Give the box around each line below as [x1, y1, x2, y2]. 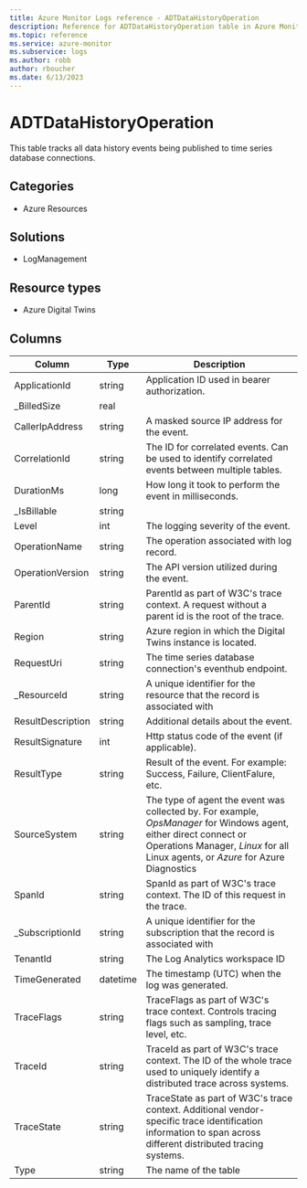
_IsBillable [14, 504, 58, 517]
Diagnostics [145, 862, 197, 875]
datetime [99, 972, 137, 985]
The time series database [145, 651, 255, 663]
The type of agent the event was [145, 793, 285, 806]
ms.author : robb [9, 56, 71, 65]
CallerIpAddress [14, 419, 84, 432]
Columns [9, 331, 62, 346]
